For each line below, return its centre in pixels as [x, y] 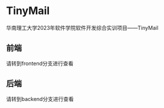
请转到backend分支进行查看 [40, 99]
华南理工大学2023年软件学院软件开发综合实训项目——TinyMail [82, 28]
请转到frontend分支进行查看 [40, 63]
